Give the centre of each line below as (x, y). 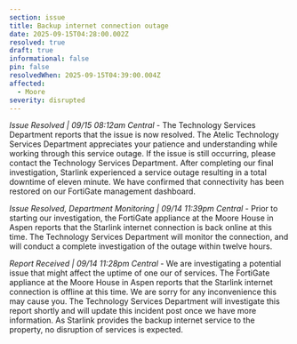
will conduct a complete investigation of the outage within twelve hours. (141, 246)
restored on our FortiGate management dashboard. (102, 191)
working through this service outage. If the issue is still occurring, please (142, 154)
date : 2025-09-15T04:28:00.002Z (69, 34)
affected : (28, 84)
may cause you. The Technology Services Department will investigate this (144, 301)
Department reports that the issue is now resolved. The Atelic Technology (144, 135)
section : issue (37, 17)
